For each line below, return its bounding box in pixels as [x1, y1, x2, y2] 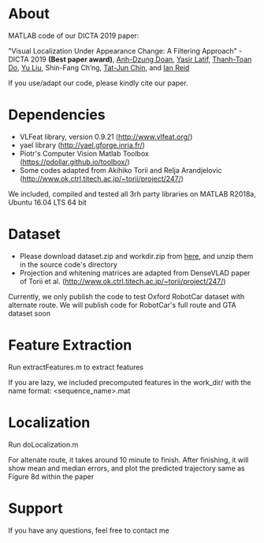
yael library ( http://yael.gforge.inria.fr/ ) [19, 140, 146, 150]
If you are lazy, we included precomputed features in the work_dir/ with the [8, 377, 252, 387]
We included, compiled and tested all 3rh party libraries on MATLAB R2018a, [8, 189, 256, 198]
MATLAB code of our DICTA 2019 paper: [8, 31, 139, 40]
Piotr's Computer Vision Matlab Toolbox [19, 148, 150, 158]
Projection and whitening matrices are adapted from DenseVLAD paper [19, 268, 251, 277]
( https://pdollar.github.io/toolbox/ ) [19, 157, 130, 167]
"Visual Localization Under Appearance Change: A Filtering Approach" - [8, 46, 243, 55]
